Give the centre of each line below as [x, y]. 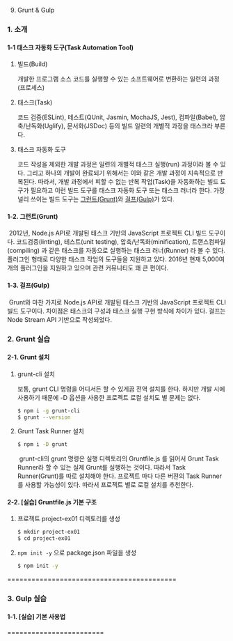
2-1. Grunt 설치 [29, 357]
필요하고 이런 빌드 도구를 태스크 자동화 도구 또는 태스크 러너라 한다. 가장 [128, 190]
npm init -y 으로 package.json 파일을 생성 [77, 553]
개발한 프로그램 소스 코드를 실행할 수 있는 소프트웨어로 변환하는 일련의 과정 [119, 79]
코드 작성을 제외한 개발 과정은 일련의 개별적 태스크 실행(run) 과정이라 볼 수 [118, 164]
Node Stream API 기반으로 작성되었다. [60, 319]
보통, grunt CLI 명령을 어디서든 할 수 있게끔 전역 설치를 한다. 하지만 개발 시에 [121, 389]
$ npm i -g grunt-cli [49, 410]
